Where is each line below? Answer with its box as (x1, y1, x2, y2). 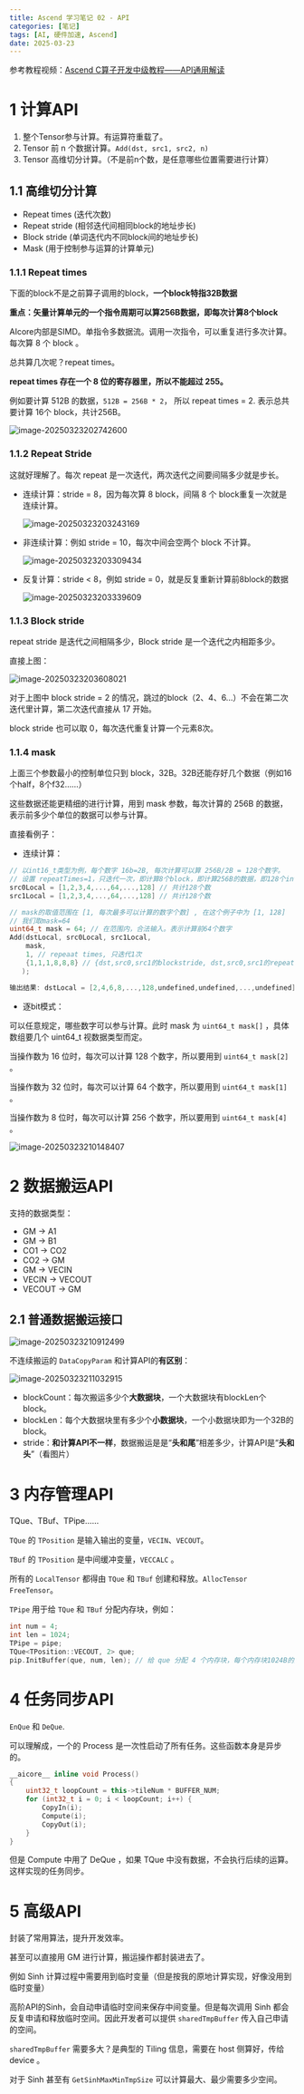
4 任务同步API (9, 1689, 115, 1710)
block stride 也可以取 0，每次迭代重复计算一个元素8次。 (9, 722, 219, 733)
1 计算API (9, 100, 79, 121)
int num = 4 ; (9, 1622, 59, 1632)
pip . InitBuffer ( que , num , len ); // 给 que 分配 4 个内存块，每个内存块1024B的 (9, 1655, 295, 1664)
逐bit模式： (22, 1001, 65, 1012)
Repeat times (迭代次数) (22, 209, 111, 219)
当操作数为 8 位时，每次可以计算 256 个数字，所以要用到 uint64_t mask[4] (9, 1111, 288, 1122)
